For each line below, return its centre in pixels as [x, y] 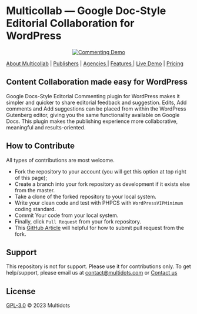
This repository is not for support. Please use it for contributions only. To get [98, 266]
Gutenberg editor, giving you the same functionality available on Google [93, 115]
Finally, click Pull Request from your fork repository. [78, 221]
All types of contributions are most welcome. [60, 160]
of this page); [31, 178]
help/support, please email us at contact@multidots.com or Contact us [92, 273]
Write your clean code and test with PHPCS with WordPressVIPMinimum [99, 203]
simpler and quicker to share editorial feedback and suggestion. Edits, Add [96, 102]
